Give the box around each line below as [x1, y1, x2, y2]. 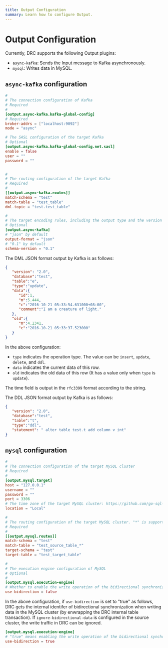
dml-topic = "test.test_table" [5, 204, 70, 209]
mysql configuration [5, 446, 67, 455]
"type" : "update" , [11, 284, 48, 289]
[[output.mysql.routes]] [5, 534, 57, 539]
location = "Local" [5, 506, 46, 511]
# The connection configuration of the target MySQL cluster [5, 464, 135, 469]
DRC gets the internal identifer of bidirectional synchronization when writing [5, 604, 161, 610]
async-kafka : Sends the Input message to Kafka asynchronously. [12, 60, 146, 66]
